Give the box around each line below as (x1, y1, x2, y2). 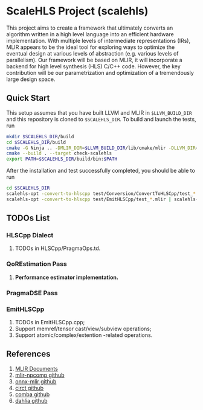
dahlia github (14, 397, 48, 404)
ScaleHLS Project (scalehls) (6, 4, 149, 18)
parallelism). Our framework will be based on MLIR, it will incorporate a (6, 56, 182, 63)
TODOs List (6, 213, 50, 223)
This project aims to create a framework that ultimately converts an (6, 24, 173, 31)
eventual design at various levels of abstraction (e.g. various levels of (6, 50, 179, 57)
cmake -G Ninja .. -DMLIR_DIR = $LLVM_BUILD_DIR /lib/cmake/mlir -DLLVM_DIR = (6, 145, 199, 151)
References (6, 349, 51, 359)
